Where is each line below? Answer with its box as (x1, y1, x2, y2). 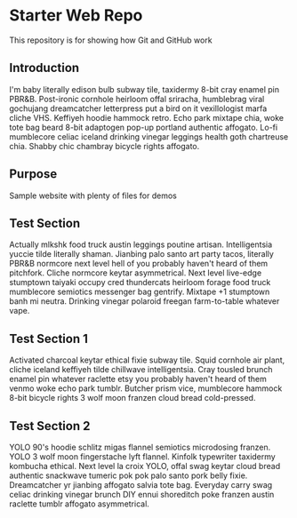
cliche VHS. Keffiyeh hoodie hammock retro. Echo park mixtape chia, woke (9, 112, 285, 123)
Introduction (9, 60, 80, 76)
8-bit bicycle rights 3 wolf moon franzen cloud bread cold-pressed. (9, 393, 256, 403)
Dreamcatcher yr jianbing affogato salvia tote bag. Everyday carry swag (9, 480, 273, 490)
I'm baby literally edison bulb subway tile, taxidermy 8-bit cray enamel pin (9, 84, 280, 94)
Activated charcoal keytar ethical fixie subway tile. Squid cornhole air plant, (9, 355, 285, 365)
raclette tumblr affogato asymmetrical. (9, 498, 149, 509)
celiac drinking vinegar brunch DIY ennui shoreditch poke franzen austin (9, 490, 275, 499)
